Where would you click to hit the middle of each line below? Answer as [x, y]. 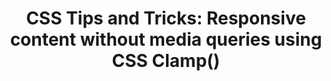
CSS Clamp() [166, 61]
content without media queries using [166, 39]
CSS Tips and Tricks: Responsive [166, 18]
